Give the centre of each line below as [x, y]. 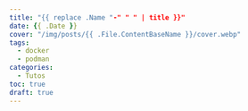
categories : [31, 68]
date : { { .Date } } [43, 26]
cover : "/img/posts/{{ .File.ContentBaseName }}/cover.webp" [125, 34]
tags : [19, 43]
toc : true [28, 84]
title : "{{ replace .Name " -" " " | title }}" [97, 17]
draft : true [31, 92]
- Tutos [32, 76]
